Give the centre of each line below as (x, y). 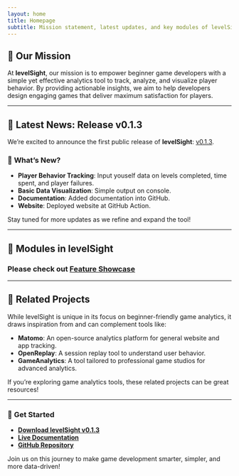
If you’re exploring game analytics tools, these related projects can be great (118, 382)
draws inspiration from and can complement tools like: (87, 324)
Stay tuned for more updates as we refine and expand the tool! (99, 220)
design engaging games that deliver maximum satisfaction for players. (110, 96)
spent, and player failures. (56, 183)
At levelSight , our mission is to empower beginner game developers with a (117, 73)
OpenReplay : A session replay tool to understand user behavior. (112, 353)
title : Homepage (31, 21)
